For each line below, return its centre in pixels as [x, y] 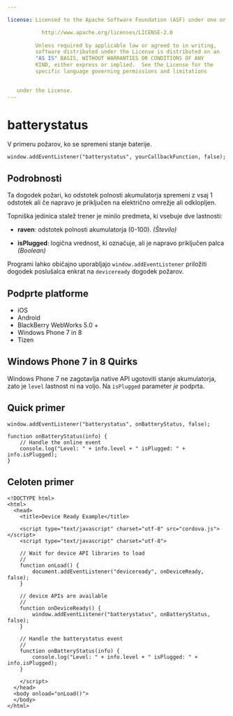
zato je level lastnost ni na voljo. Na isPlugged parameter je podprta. [106, 386]
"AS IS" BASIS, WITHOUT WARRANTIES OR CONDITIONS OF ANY [120, 59]
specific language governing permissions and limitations [121, 71]
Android [29, 318]
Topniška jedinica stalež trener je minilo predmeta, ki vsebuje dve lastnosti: [115, 216]
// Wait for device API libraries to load [82, 553]
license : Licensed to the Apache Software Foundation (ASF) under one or [117, 20]
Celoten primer [41, 482]
